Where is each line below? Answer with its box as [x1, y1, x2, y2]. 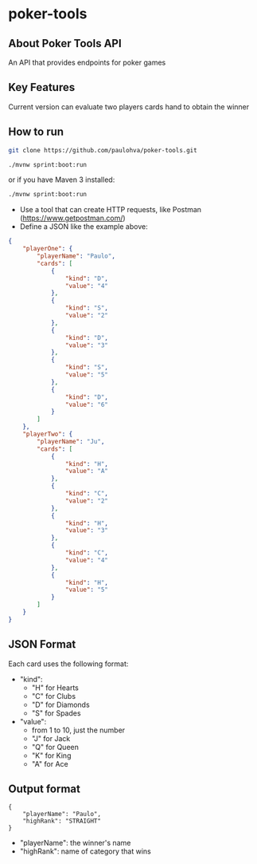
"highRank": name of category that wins [19, 846, 151, 856]
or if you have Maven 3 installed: [8, 175, 115, 184]
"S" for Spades [31, 708, 81, 718]
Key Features [8, 81, 76, 94]
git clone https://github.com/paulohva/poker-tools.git [8, 146, 197, 154]
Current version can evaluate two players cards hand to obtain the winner [8, 101, 250, 112]
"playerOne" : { [22, 245, 73, 253]
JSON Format [8, 637, 76, 651]
